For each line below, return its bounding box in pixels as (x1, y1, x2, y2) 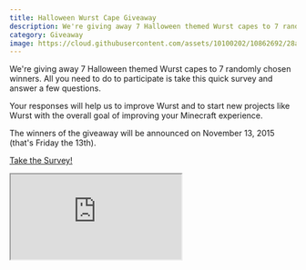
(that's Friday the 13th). (9, 137, 97, 148)
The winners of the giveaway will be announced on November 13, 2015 (9, 128, 275, 139)
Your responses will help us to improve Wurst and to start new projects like (9, 101, 291, 112)
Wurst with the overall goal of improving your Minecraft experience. (9, 110, 263, 121)
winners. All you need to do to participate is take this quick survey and (9, 74, 273, 85)
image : (9, 38, 35, 48)
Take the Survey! (9, 155, 73, 166)
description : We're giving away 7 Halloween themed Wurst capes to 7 (9, 22, 280, 31)
